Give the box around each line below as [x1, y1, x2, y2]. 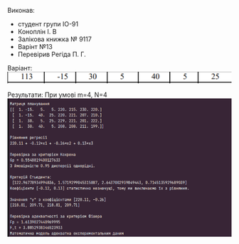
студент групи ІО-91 [17, 20, 79, 28]
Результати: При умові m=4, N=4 [7, 90, 108, 99]
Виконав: [7, 6, 36, 14]
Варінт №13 [17, 43, 53, 51]
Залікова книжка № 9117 [17, 35, 92, 43]
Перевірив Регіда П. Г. [17, 50, 87, 58]
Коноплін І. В [17, 28, 57, 36]
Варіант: [7, 64, 33, 72]
